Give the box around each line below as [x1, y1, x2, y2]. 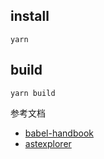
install [10, 8, 50, 25]
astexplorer [24, 137, 72, 149]
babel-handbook [24, 127, 94, 139]
